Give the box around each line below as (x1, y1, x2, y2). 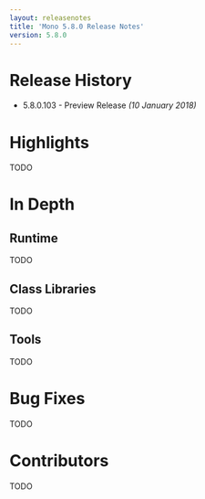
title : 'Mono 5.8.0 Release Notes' (9, 22, 145, 31)
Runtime (9, 230, 58, 246)
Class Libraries (9, 281, 97, 297)
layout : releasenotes (9, 13, 92, 23)
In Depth (9, 194, 76, 215)
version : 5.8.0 (9, 30, 67, 39)
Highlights (9, 132, 89, 153)
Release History (9, 69, 132, 90)
